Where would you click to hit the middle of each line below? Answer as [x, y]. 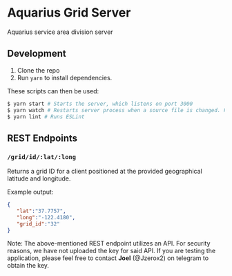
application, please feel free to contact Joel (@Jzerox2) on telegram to [108, 258]
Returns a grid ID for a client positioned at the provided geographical [105, 172]
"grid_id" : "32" [38, 224]
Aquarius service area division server [60, 32]
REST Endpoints [42, 138]
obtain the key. [28, 266]
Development [37, 54]
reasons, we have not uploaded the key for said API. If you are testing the [112, 251]
